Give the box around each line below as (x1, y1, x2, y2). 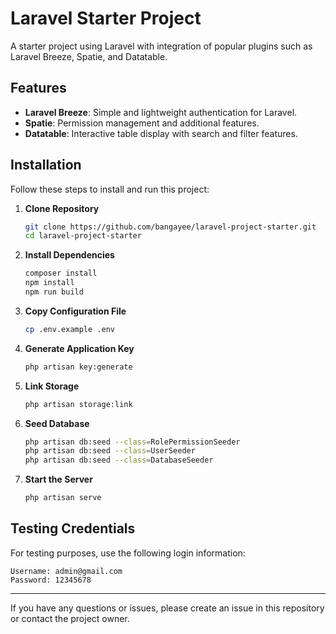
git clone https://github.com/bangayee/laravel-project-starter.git (24, 222, 317, 232)
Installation (10, 157, 82, 174)
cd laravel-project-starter (24, 231, 142, 241)
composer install (24, 268, 98, 279)
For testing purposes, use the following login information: (10, 547, 246, 559)
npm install (24, 278, 75, 288)
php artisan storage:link (24, 399, 133, 409)
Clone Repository (24, 202, 100, 214)
